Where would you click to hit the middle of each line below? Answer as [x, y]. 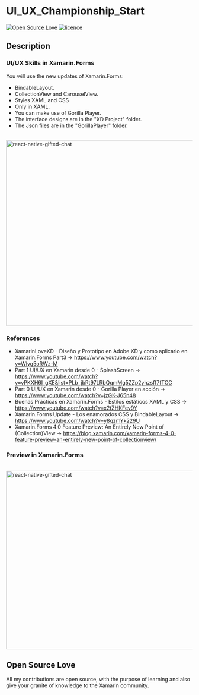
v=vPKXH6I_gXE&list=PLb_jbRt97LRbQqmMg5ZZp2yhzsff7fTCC [94, 382]
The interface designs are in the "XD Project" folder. [78, 119]
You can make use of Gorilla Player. [58, 113]
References [23, 338]
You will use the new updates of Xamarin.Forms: [65, 76]
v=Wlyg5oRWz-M [36, 363]
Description [28, 46]
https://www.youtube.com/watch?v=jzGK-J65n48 [75, 395]
